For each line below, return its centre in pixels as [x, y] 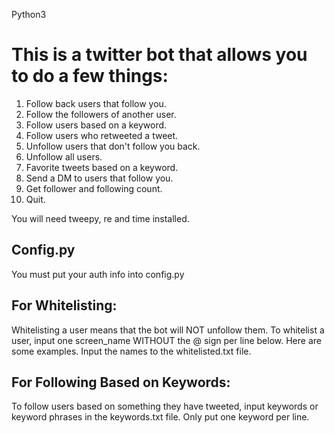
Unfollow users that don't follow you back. [113, 146]
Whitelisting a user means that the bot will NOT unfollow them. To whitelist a [168, 330]
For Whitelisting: [64, 305]
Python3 [29, 14]
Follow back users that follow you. [96, 103]
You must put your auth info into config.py [98, 274]
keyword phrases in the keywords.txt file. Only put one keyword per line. [160, 417]
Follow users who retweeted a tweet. [102, 135]
